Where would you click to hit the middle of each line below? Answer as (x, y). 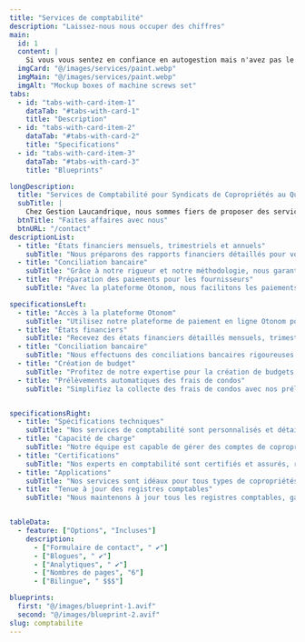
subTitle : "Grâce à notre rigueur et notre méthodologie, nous (148, 271)
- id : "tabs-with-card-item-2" (77, 128)
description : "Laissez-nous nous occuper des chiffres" (117, 26)
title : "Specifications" (73, 145)
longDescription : (42, 186)
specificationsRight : (50, 413)
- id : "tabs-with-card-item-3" (77, 153)
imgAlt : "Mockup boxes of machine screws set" (107, 85)
